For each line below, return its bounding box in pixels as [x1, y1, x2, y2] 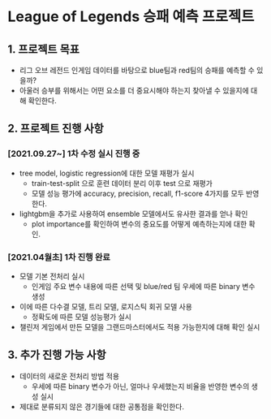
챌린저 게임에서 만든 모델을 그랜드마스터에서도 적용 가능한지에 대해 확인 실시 [19, 322, 260, 331]
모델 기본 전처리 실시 [19, 271, 85, 281]
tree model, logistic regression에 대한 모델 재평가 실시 [19, 168, 195, 178]
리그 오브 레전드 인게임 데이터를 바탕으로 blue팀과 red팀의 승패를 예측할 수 [19, 66, 255, 75]
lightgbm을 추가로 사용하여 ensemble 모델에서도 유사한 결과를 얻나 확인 [19, 209, 248, 218]
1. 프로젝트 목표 [7, 42, 80, 56]
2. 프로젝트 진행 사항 [7, 122, 105, 136]
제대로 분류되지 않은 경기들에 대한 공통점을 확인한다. [19, 401, 184, 411]
